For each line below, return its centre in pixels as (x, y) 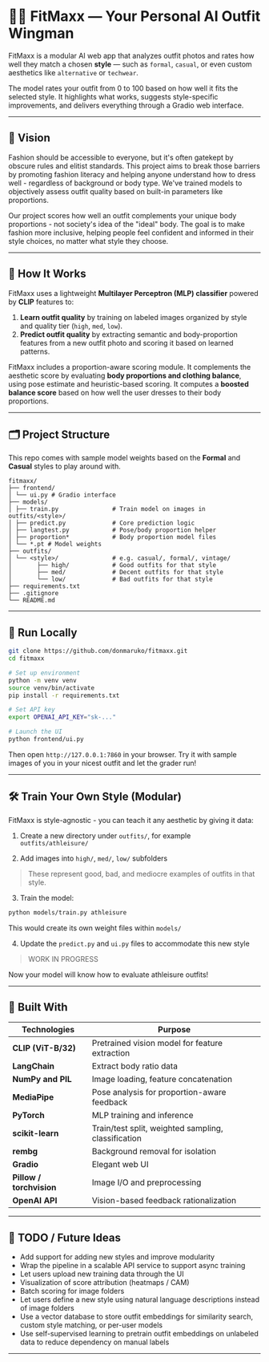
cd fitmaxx (26, 659)
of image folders (47, 1308)
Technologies (48, 1030)
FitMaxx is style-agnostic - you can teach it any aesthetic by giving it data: (131, 820)
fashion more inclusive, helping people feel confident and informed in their (131, 233)
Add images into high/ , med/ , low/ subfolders (94, 858)
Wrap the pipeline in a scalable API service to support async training (132, 1266)
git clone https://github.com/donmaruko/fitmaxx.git (98, 651)
